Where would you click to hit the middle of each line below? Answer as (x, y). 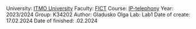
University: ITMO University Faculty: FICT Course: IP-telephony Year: (90, 8)
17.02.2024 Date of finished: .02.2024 (52, 21)
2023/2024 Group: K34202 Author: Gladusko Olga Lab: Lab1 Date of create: (98, 14)
